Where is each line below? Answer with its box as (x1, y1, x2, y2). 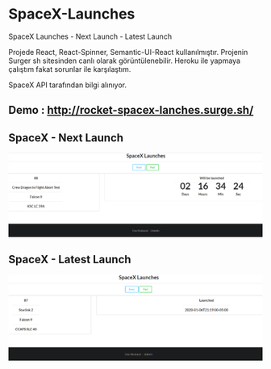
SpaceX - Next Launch (8, 131, 123, 145)
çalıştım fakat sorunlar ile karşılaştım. (8, 64, 131, 73)
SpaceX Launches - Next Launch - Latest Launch (8, 31, 172, 41)
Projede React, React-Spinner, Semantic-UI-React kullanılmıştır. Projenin (8, 47, 248, 57)
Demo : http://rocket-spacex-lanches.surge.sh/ (8, 103, 254, 117)
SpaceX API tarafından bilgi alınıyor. (8, 80, 127, 90)
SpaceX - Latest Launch (8, 253, 131, 266)
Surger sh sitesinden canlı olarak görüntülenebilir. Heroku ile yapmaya (8, 56, 240, 65)
